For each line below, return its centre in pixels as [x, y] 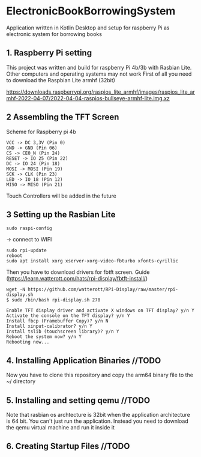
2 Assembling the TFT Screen [63, 117]
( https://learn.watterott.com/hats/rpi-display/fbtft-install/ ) [77, 279]
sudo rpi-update [26, 250]
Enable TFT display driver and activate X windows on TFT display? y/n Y [100, 310]
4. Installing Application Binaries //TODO [84, 361]
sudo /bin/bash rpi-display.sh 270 [56, 300]
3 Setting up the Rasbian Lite [61, 214]
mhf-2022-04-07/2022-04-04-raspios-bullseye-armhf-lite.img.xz [88, 98]
